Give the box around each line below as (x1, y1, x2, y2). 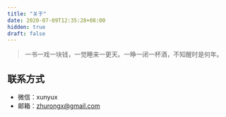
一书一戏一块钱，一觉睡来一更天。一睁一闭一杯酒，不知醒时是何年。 (24, 50, 223, 58)
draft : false (7, 30, 46, 37)
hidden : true (7, 23, 46, 30)
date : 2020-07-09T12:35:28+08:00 (7, 17, 106, 24)
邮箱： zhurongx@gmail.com (17, 101, 100, 110)
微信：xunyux (17, 93, 58, 101)
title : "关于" (7, 10, 47, 18)
